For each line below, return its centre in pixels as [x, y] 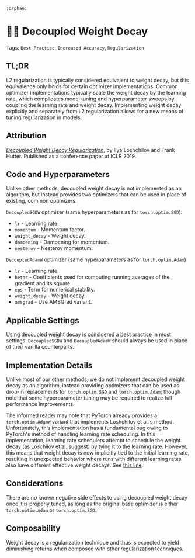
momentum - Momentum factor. [50, 230]
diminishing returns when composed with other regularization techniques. [95, 549]
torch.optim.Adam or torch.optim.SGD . [51, 510]
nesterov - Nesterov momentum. [54, 248]
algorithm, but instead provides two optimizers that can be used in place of [96, 195]
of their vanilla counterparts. [40, 347]
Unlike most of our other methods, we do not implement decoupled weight [95, 379]
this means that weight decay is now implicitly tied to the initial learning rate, [98, 453]
